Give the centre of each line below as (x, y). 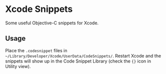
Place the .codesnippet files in (36, 50)
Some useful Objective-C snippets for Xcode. (52, 23)
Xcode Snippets (39, 9)
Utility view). (18, 66)
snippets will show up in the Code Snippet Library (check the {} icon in (78, 61)
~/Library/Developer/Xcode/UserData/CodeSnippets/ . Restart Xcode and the (83, 56)
